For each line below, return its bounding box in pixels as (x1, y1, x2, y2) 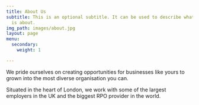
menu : (6, 36, 20, 42)
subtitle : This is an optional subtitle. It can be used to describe (6, 14, 182, 20)
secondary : (11, 42, 38, 48)
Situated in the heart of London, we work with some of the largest (6, 86, 166, 93)
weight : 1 (17, 47, 41, 53)
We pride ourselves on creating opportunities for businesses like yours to (6, 68, 185, 76)
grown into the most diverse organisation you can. (6, 74, 129, 81)
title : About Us (6, 8, 46, 15)
